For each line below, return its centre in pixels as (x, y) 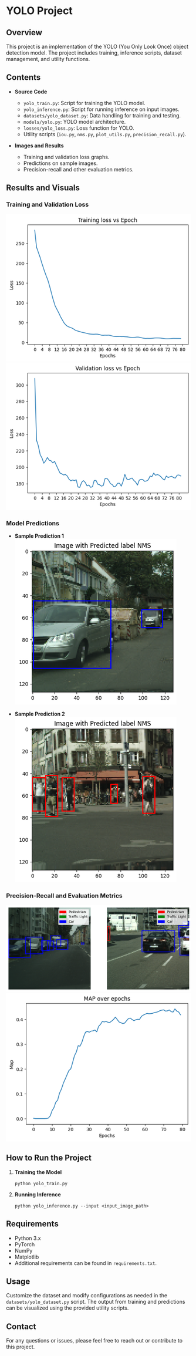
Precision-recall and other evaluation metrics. (78, 169)
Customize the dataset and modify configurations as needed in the (87, 1296)
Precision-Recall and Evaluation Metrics (64, 895)
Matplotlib (27, 1257)
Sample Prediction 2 (40, 714)
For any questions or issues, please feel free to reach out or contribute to (94, 1341)
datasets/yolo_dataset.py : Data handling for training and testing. (102, 115)
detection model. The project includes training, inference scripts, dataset (94, 53)
